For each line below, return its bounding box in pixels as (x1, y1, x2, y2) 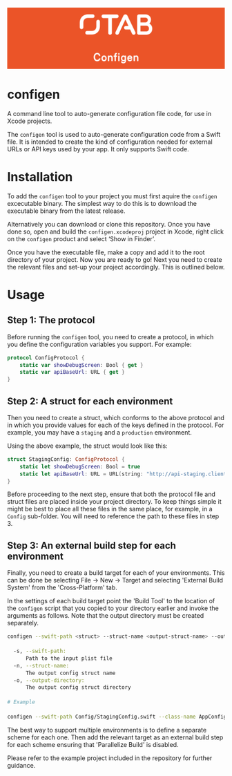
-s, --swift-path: (13, 647, 67, 654)
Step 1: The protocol (7, 314, 95, 326)
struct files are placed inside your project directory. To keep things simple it (7, 498, 222, 506)
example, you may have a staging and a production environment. (7, 428, 192, 436)
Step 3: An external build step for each (7, 540, 176, 551)
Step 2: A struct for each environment (7, 395, 173, 407)
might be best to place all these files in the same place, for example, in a (7, 505, 213, 513)
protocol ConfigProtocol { (7, 354, 85, 361)
